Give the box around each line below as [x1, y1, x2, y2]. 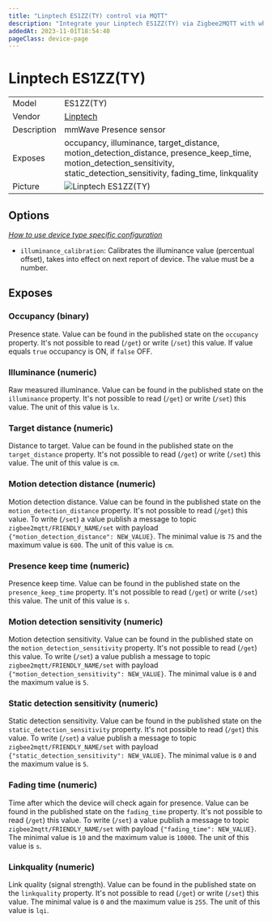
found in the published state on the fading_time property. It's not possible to [8, 806, 263, 816]
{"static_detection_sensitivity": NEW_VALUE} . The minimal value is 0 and [8, 751, 257, 761]
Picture [12, 181, 40, 192]
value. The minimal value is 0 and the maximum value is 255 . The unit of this [8, 897, 261, 907]
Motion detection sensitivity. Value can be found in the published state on [8, 634, 253, 645]
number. [19, 263, 49, 272]
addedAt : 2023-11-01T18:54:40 [8, 27, 111, 35]
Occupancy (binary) [8, 311, 90, 322]
